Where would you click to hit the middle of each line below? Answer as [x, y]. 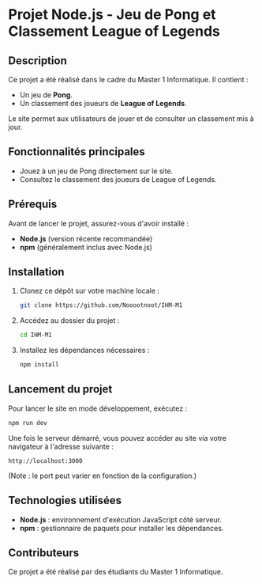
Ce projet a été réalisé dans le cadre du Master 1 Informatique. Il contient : [128, 80]
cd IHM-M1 [36, 335]
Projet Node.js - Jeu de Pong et [112, 15]
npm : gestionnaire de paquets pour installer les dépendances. [122, 528]
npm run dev [28, 423]
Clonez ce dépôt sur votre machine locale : [90, 291]
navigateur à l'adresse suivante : [61, 446]
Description [37, 61]
